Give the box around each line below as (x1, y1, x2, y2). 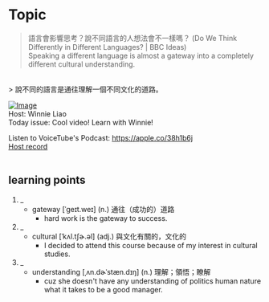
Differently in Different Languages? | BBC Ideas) (27, 42, 187, 51)
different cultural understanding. (27, 59, 136, 69)
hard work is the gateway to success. (43, 213, 168, 222)
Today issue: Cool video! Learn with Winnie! (8, 117, 154, 127)
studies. (43, 249, 71, 259)
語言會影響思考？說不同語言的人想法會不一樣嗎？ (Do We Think (27, 33, 238, 43)
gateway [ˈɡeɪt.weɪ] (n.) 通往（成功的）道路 (31, 204, 175, 214)
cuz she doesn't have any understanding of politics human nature (43, 275, 262, 286)
